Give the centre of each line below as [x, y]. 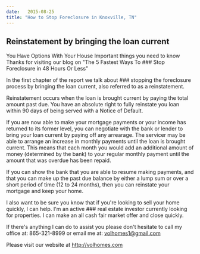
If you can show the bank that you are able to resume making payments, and [100, 172]
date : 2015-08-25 [30, 12]
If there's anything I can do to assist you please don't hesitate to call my [94, 227]
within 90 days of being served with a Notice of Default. [75, 111]
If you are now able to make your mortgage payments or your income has [96, 123]
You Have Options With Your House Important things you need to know [93, 56]
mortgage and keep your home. [45, 191]
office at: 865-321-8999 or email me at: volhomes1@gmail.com [83, 233]
